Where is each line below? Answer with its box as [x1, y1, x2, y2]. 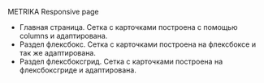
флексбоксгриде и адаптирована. [19, 65, 137, 75]
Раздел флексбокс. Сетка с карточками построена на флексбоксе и [19, 39, 257, 49]
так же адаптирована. [19, 48, 97, 57]
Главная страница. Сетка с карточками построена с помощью [19, 23, 238, 31]
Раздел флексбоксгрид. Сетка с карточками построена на [19, 56, 223, 66]
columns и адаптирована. [19, 31, 108, 40]
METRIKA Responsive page [7, 7, 99, 16]
